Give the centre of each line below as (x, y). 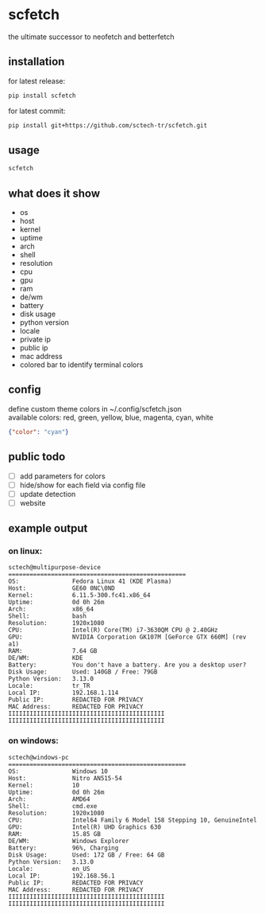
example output (48, 528)
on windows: (34, 740)
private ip (35, 339)
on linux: (25, 551)
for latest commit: (37, 111)
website (33, 502)
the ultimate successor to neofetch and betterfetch (91, 37)
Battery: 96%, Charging (63, 848)
